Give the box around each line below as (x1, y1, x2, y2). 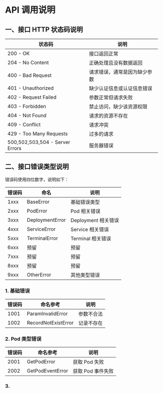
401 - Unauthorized (7, 85, 54, 91)
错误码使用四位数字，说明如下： (5, 176, 69, 182)
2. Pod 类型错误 (5, 336, 42, 342)
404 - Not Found (7, 112, 47, 119)
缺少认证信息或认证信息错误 (89, 85, 153, 91)
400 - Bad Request (7, 72, 52, 78)
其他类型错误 (70, 271, 100, 278)
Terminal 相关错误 (70, 235, 112, 242)
